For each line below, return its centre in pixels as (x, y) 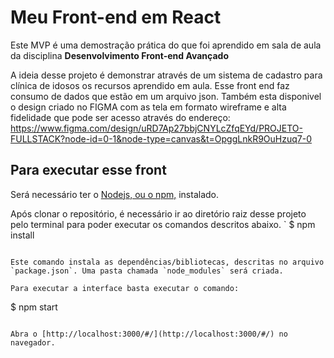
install (22, 235)
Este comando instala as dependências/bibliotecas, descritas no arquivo (167, 262)
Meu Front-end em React (116, 17)
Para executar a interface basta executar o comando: (125, 288)
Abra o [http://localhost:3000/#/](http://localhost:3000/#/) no (149, 334)
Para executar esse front (88, 170)
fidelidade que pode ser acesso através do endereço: (120, 117)
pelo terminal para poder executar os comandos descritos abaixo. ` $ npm (163, 224)
